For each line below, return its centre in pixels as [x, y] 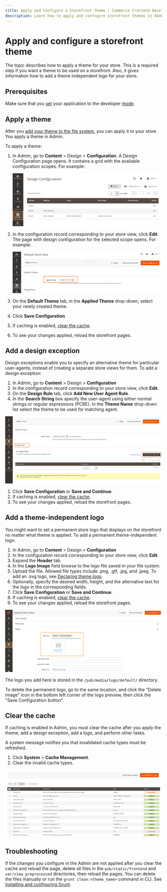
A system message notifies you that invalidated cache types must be [76, 743]
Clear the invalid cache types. [43, 763]
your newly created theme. [40, 306]
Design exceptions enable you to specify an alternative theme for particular [82, 363]
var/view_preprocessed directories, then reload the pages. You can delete [80, 874]
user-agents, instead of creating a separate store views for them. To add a [81, 368]
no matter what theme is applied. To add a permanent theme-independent [81, 535]
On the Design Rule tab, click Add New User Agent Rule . [71, 394]
